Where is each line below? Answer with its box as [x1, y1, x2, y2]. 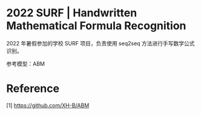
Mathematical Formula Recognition [6, 19, 186, 33]
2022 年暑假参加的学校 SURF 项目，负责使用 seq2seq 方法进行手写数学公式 [6, 39, 195, 47]
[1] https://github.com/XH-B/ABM [6, 102, 90, 109]
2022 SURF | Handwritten [6, 6, 137, 20]
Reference [6, 82, 59, 96]
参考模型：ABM [6, 60, 45, 67]
